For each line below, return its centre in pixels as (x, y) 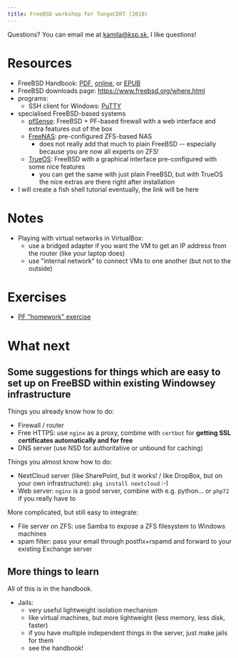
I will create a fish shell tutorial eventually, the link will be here (108, 189)
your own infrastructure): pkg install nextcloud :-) (93, 484)
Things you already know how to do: (61, 412)
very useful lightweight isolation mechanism (93, 610)
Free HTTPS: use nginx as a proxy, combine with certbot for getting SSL (124, 433)
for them (41, 641)
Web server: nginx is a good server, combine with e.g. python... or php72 (123, 491)
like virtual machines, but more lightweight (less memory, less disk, (127, 618)
